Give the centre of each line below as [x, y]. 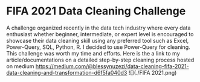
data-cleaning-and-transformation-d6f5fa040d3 [67, 72]
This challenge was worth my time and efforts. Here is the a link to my [93, 53]
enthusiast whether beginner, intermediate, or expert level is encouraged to [100, 34]
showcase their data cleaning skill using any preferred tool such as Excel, [98, 40]
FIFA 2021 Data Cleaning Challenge [96, 11]
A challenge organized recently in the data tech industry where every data [98, 28]
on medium [20, 66]
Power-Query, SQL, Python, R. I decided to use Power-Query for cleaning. [98, 47]
